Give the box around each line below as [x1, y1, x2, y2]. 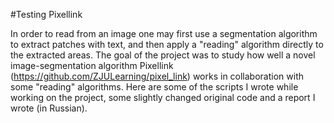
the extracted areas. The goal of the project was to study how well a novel [10, 49, 316, 61]
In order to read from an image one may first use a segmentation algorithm [10, 28, 318, 39]
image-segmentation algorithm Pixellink [10, 60, 174, 71]
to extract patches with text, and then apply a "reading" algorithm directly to [10, 39, 324, 50]
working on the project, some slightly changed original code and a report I [10, 92, 316, 103]
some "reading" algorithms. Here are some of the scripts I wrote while [10, 81, 299, 93]
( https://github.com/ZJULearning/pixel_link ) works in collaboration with [10, 70, 304, 82]
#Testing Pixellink [10, 9, 83, 20]
